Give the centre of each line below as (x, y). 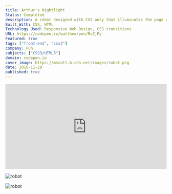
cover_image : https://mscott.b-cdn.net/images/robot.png (67, 63)
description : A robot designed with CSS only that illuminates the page (84, 20)
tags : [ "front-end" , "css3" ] (36, 44)
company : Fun (19, 48)
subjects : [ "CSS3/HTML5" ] (33, 53)
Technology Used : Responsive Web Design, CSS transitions (68, 29)
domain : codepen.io (26, 58)
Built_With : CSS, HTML (29, 24)
